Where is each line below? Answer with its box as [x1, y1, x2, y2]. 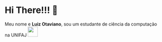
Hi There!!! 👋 [5, 4, 58, 16]
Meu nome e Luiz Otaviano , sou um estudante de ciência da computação [5, 21, 157, 27]
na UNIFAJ [5, 32, 27, 38]
